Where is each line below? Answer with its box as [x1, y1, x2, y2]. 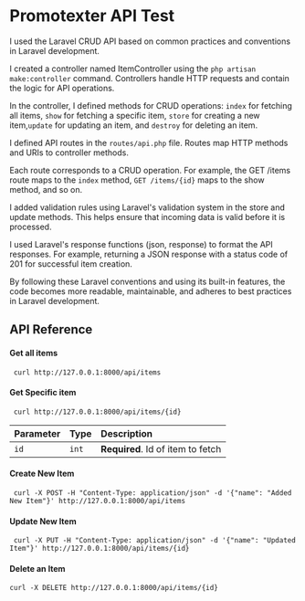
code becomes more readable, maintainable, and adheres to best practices [9, 285, 292, 297]
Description [100, 427, 153, 439]
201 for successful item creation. [9, 258, 132, 269]
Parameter [14, 427, 61, 439]
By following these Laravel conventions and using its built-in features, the [9, 276, 286, 287]
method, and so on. [9, 184, 83, 195]
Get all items [9, 347, 58, 358]
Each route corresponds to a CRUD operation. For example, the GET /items [9, 164, 291, 175]
